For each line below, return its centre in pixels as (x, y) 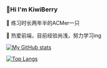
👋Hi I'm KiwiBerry (32, 9)
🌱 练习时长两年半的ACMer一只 (43, 23)
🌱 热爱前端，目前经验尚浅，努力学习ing (54, 35)
